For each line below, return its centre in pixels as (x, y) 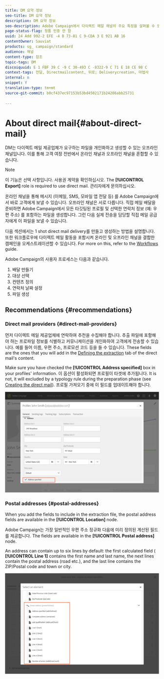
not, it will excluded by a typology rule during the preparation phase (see (78, 379)
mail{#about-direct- (100, 123)
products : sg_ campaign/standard (39, 47)
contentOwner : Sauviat (28, 42)
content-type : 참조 (24, 57)
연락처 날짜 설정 (27, 288)
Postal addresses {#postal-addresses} (52, 503)
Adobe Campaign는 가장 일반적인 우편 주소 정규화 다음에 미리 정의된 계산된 (77, 529)
